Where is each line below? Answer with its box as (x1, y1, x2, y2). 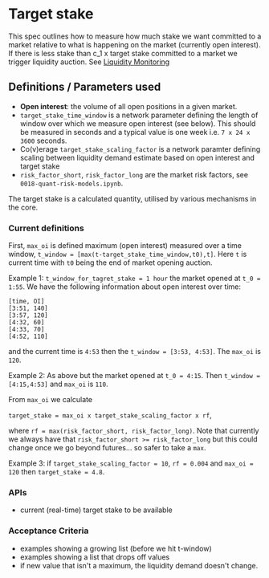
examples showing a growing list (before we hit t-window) (19, 543, 212, 553)
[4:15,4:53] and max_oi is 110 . (8, 379, 108, 389)
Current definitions (8, 222, 84, 234)
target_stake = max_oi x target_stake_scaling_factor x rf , (8, 410, 212, 420)
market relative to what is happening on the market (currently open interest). (8, 39, 261, 49)
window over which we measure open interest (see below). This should (19, 118, 256, 128)
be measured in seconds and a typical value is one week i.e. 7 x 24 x (19, 127, 251, 136)
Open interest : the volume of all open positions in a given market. (19, 101, 238, 111)
